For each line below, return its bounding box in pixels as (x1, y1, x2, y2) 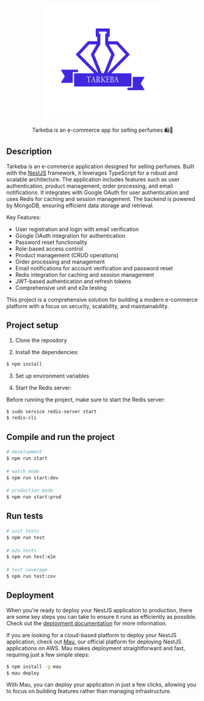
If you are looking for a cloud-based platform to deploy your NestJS (6, 631, 177, 638)
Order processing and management (15, 258, 105, 265)
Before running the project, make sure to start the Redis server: (6, 396, 166, 403)
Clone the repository (15, 336, 67, 344)
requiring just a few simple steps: (6, 651, 90, 658)
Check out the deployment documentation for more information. (6, 620, 167, 627)
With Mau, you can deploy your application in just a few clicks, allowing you (6, 681, 197, 688)
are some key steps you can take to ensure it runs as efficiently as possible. (6, 613, 197, 620)
